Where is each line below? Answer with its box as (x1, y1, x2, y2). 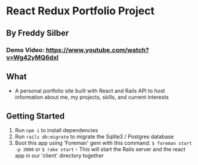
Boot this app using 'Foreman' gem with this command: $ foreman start (14, 139, 192, 147)
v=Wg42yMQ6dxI (6, 53, 58, 61)
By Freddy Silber (6, 28, 69, 38)
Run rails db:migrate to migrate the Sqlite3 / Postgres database (14, 133, 174, 141)
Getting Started (6, 111, 65, 121)
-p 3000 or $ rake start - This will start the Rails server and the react (14, 146, 186, 153)
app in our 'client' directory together (14, 152, 104, 159)
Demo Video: (6, 46, 45, 54)
